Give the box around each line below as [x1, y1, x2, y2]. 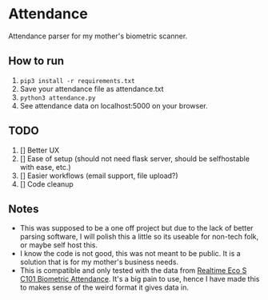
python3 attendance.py [19, 93, 96, 102]
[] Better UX [19, 145, 60, 155]
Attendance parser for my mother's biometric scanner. [8, 31, 188, 41]
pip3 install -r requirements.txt [19, 77, 135, 85]
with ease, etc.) [19, 162, 71, 172]
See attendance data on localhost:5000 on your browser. [19, 101, 208, 110]
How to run [8, 54, 65, 68]
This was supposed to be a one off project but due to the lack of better [19, 223, 254, 233]
